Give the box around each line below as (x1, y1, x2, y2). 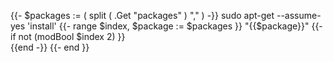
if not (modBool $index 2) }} (10, 31, 126, 42)
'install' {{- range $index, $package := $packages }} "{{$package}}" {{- (27, 20, 323, 32)
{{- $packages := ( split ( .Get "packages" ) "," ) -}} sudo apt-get (10, 10, 275, 21)
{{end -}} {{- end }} (10, 41, 90, 53)
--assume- (276, 10, 322, 21)
